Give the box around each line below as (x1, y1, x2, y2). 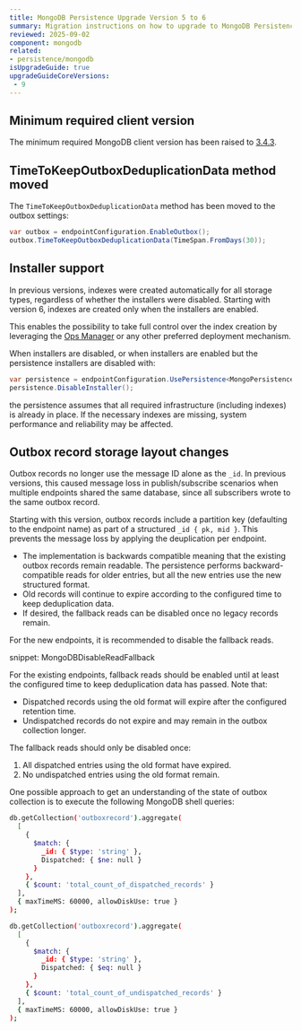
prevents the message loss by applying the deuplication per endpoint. (9, 533, 267, 544)
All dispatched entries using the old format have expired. (21, 760, 232, 771)
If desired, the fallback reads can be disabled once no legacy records (21, 607, 279, 619)
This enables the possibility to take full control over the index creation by (9, 320, 278, 332)
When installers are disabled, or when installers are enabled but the (9, 347, 258, 359)
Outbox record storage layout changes (9, 444, 229, 459)
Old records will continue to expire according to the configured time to (21, 589, 282, 599)
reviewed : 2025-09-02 (9, 30, 90, 39)
